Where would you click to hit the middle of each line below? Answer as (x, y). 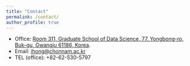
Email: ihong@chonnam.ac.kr (50, 51)
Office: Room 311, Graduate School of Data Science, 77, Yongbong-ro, (99, 39)
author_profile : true (33, 22)
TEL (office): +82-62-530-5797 (53, 58)
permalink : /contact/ (33, 17)
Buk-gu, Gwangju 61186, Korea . (53, 45)
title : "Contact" (27, 11)
